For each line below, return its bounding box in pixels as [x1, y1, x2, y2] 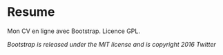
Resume [7, 4, 55, 20]
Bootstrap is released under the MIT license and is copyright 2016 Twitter [7, 40, 216, 48]
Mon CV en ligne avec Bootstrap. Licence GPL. [7, 27, 140, 35]
